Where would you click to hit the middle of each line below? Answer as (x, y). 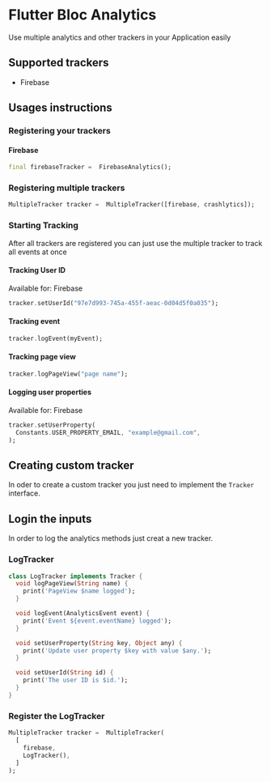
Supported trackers (59, 63)
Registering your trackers (59, 131)
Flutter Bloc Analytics (83, 15)
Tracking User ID (37, 270)
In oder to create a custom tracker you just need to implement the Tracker (131, 485)
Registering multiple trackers (67, 188)
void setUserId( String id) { (65, 673)
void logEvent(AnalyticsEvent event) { (83, 614)
